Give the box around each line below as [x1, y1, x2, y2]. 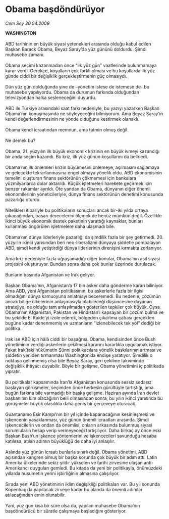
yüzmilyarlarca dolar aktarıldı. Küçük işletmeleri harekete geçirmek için [5, 180, 152, 186]
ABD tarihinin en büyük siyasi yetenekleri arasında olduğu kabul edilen [5, 40, 151, 46]
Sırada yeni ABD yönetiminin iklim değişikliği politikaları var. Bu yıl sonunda [5, 481, 160, 487]
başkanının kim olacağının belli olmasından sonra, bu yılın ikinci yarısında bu [5, 395, 163, 401]
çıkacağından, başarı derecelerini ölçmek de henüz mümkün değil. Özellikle [5, 212, 162, 218]
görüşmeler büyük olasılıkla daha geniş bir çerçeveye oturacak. [5, 400, 137, 406]
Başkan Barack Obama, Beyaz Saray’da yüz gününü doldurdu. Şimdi [5, 46, 147, 52]
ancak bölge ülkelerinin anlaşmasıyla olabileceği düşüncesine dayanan [5, 298, 152, 304]
